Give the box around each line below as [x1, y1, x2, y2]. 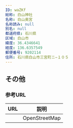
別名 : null [5, 26, 27, 31]
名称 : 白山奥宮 [5, 17, 33, 22]
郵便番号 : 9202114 [5, 50, 42, 55]
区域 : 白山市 [5, 36, 29, 41]
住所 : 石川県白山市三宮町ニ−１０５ [5, 54, 69, 60]
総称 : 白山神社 [5, 12, 33, 17]
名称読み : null [5, 21, 34, 27]
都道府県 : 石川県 [5, 31, 36, 36]
